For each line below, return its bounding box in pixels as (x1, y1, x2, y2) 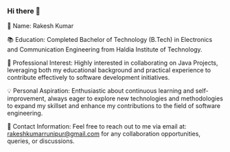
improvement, (7, 94, 47, 102)
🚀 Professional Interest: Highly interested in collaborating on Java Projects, (7, 58, 218, 67)
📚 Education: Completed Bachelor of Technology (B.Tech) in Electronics (7, 36, 213, 44)
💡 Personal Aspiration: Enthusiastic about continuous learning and (7, 87, 194, 95)
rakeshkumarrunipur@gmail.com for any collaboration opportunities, (7, 130, 201, 138)
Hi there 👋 (7, 6, 41, 16)
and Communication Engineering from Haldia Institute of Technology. (7, 45, 203, 54)
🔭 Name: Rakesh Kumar (7, 22, 74, 30)
